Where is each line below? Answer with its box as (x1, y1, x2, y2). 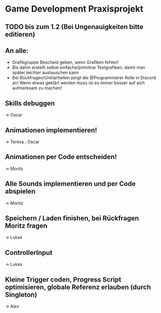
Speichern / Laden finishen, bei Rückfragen (5, 214, 139, 223)
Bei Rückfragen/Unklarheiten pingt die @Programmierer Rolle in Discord (12, 75, 156, 81)
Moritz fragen (5, 222, 48, 230)
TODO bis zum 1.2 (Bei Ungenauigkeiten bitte (5, 23, 144, 31)
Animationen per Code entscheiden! (5, 153, 117, 161)
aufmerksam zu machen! (12, 85, 62, 91)
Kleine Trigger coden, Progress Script (5, 275, 121, 283)
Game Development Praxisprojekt (5, 3, 144, 15)
